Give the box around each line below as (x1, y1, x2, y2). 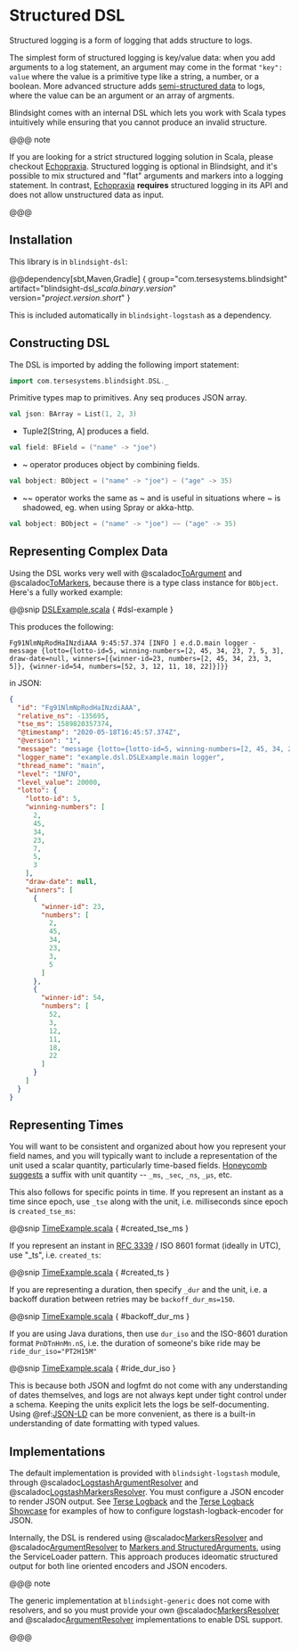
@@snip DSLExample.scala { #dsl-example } (9, 604, 174, 615)
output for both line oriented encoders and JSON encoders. (9, 1561, 228, 1572)
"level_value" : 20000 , (17, 778, 101, 787)
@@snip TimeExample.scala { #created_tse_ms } (9, 1223, 190, 1234)
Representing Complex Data (9, 544, 168, 559)
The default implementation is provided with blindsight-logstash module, (9, 1468, 280, 1479)
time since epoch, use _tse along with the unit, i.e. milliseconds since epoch (9, 1196, 288, 1207)
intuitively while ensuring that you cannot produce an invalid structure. (9, 117, 268, 128)
